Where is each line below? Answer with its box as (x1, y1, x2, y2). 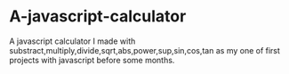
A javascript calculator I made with (9, 36, 136, 46)
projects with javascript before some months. (9, 54, 175, 65)
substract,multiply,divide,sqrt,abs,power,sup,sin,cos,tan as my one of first (9, 45, 280, 55)
